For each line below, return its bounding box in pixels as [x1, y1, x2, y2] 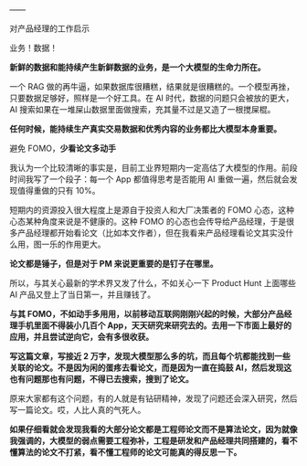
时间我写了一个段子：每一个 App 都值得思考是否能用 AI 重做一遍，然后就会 [9, 174, 290, 185]
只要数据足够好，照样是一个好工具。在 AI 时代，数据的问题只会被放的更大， [9, 92, 294, 103]
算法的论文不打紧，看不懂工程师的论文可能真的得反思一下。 [16, 447, 242, 457]
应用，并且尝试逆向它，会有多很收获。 [9, 332, 153, 342]
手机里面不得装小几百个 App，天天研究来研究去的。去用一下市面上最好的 [16, 320, 292, 331]
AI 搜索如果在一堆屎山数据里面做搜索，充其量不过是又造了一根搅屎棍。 [9, 104, 276, 114]
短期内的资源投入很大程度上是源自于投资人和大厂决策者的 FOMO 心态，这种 [9, 205, 295, 215]
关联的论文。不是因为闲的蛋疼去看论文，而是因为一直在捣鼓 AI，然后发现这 [9, 362, 292, 373]
